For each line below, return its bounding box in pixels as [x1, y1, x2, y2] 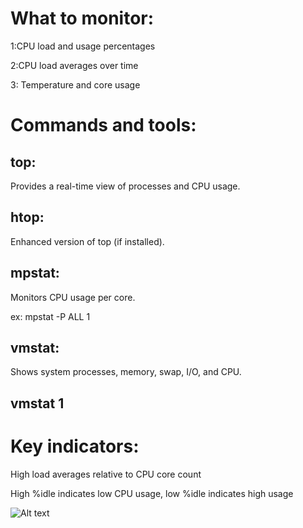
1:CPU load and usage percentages [10, 40, 156, 52]
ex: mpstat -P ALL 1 [10, 310, 91, 322]
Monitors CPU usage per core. [10, 291, 136, 303]
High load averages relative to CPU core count [10, 468, 202, 480]
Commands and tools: [10, 114, 197, 137]
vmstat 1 [10, 395, 65, 412]
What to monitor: [10, 7, 155, 30]
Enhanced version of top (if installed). [10, 235, 165, 247]
